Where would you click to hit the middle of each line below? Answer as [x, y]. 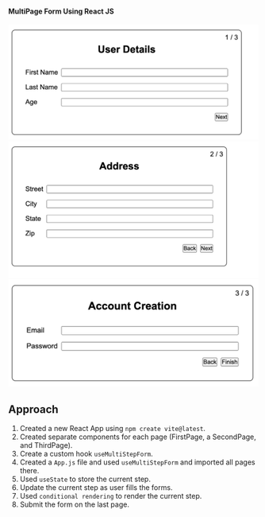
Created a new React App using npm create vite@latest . [113, 429]
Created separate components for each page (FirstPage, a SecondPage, [138, 437]
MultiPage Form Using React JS [61, 11]
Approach [33, 409]
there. [29, 471]
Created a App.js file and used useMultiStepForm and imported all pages [137, 462]
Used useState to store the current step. [85, 479]
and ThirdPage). [46, 445]
